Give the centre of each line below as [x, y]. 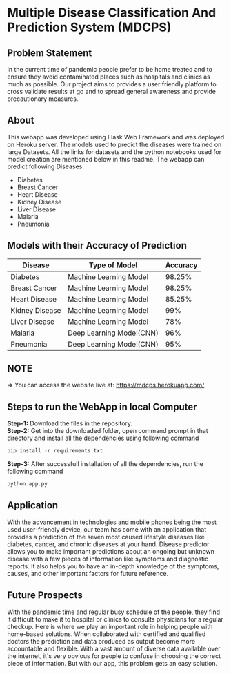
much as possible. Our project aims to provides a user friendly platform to [112, 84]
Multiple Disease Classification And [112, 13]
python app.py [28, 484]
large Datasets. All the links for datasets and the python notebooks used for [114, 152]
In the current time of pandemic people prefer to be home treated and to [110, 69]
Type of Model [113, 265]
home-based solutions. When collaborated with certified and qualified [107, 634]
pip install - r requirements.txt [55, 451]
